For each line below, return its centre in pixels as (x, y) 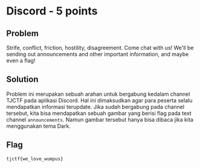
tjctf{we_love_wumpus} (35, 159)
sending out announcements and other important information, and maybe (98, 54)
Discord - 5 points (52, 11)
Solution (22, 79)
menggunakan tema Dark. (38, 126)
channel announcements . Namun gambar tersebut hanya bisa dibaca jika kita (100, 119)
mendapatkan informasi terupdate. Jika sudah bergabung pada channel (95, 107)
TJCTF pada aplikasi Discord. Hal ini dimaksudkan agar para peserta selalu (99, 100)
